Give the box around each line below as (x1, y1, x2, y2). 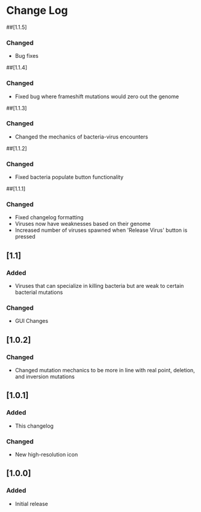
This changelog (14, 422, 54, 429)
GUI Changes (14, 317, 49, 325)
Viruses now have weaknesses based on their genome (14, 220, 151, 228)
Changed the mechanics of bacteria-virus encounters (14, 133, 149, 140)
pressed (14, 233, 36, 240)
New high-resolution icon (14, 451, 78, 458)
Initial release (14, 500, 48, 507)
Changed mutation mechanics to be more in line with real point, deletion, (14, 367, 196, 374)
